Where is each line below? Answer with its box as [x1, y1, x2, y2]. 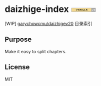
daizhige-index [4, 3, 69, 15]
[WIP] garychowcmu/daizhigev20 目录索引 [4, 20, 92, 26]
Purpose [4, 35, 32, 44]
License [4, 63, 30, 72]
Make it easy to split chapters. [4, 48, 67, 54]
